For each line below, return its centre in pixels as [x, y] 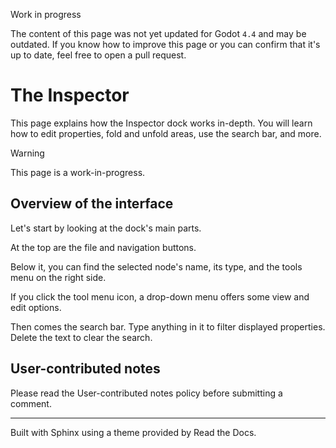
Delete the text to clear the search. [81, 337]
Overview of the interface [92, 204]
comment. [31, 403]
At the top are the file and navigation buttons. [103, 247]
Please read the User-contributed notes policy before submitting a [146, 393]
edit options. [36, 307]
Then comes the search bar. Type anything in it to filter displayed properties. [168, 326]
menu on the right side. [58, 277]
